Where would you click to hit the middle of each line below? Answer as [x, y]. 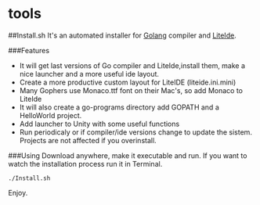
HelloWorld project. [51, 115]
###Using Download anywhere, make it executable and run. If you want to [128, 155]
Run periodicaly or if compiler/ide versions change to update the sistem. [136, 132]
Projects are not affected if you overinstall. [88, 140]
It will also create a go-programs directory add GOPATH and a [119, 107]
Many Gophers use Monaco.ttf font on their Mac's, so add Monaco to [131, 90]
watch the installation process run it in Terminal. [85, 164]
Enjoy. [18, 192]
